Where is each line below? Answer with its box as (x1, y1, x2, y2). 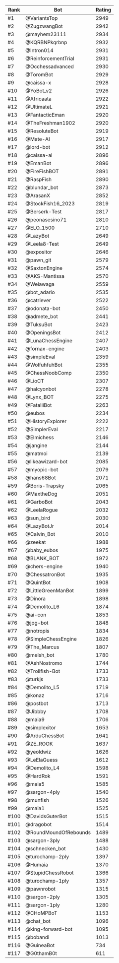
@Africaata (25, 95, 52, 102)
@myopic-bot (25, 466, 59, 473)
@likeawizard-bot (25, 458, 68, 465)
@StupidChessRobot (25, 869, 74, 876)
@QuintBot (25, 579, 51, 586)
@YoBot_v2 (25, 87, 52, 94)
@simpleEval (25, 353, 56, 360)
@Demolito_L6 (25, 603, 59, 610)
